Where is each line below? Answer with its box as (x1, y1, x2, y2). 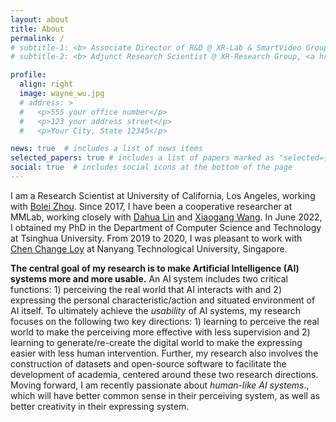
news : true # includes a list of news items (10, 144, 203, 154)
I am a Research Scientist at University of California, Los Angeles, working (10, 189, 316, 201)
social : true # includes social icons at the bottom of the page (10, 162, 293, 173)
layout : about (10, 14, 70, 25)
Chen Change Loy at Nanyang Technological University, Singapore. (10, 242, 288, 255)
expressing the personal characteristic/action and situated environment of (10, 294, 316, 306)
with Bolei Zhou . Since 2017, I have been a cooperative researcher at (10, 200, 293, 212)
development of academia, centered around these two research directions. (10, 368, 319, 380)
